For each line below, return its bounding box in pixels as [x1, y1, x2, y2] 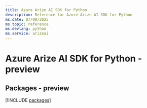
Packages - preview [5, 84, 69, 92]
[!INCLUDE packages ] [5, 97, 51, 103]
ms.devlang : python [5, 26, 47, 31]
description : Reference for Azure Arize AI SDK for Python [5, 12, 133, 17]
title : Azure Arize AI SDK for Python [5, 7, 87, 13]
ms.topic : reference [5, 21, 49, 27]
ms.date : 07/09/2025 [5, 17, 49, 22]
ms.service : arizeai [5, 31, 49, 36]
